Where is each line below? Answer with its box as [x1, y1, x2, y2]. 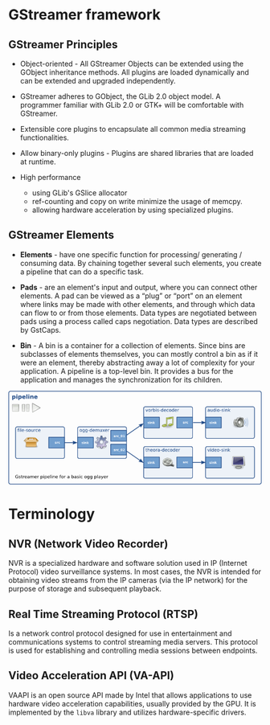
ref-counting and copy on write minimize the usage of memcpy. [31, 197, 243, 206]
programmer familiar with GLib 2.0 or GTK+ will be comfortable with [19, 100, 244, 109]
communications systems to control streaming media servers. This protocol [8, 637, 259, 647]
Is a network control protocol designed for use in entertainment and [8, 629, 232, 638]
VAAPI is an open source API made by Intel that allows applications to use [8, 690, 252, 700]
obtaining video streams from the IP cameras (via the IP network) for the [8, 575, 247, 585]
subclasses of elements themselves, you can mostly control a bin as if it [19, 349, 259, 358]
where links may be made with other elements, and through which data [19, 299, 256, 309]
